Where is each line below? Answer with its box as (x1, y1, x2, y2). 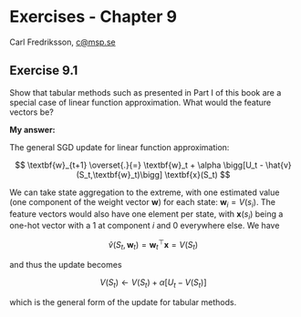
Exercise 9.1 (9, 63, 78, 78)
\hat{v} (265, 159, 292, 170)
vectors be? (9, 107, 55, 118)
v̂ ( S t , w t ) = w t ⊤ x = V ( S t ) (108, 238, 199, 252)
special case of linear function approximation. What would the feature (9, 97, 272, 107)
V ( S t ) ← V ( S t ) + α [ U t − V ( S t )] (99, 276, 207, 290)
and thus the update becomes (9, 259, 122, 270)
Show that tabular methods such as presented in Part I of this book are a (9, 87, 282, 97)
